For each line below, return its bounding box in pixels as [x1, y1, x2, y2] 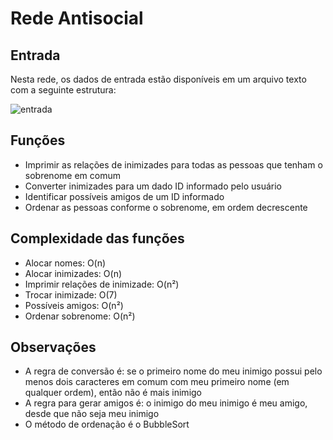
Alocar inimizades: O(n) [24, 267, 123, 279]
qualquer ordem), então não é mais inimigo [24, 387, 202, 399]
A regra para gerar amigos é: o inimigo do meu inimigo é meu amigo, [24, 397, 308, 409]
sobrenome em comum [24, 169, 121, 181]
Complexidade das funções [10, 230, 185, 247]
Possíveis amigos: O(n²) [24, 299, 124, 311]
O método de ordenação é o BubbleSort [24, 418, 190, 431]
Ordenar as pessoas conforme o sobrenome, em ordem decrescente [24, 201, 308, 213]
